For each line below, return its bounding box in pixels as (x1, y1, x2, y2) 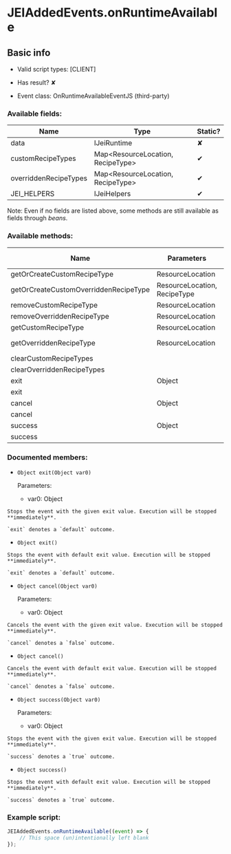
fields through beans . (7, 214, 68, 222)
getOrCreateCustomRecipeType (10, 269, 113, 279)
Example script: (7, 812, 60, 822)
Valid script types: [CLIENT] (16, 65, 96, 73)
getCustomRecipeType (10, 322, 85, 332)
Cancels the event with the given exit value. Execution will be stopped (7, 621, 223, 628)
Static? (197, 127, 221, 136)
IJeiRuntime (93, 138, 133, 148)
